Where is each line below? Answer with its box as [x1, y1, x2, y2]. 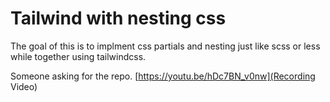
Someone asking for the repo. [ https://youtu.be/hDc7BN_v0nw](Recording [10, 70, 316, 82]
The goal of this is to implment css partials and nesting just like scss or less [10, 40, 321, 52]
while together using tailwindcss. [10, 50, 147, 62]
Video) [10, 80, 38, 92]
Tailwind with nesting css [10, 7, 227, 30]
